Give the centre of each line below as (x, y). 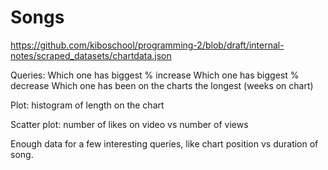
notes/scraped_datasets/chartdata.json (91, 55)
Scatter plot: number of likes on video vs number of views (129, 124)
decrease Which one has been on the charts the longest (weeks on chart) (162, 85)
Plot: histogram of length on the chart (87, 105)
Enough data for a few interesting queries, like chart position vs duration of (164, 143)
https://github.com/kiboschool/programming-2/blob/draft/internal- (147, 45)
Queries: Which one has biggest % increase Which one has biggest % (155, 75)
